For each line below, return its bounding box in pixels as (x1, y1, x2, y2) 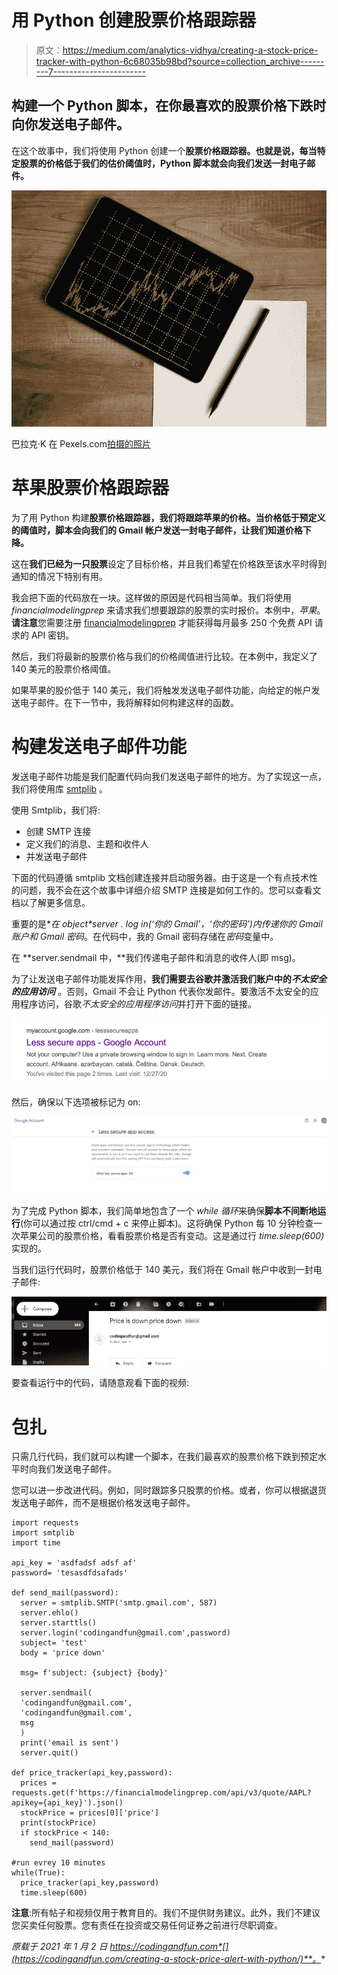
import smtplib (11, 1528, 75, 1538)
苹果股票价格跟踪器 (11, 477, 170, 500)
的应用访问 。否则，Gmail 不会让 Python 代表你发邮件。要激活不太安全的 (11, 985, 311, 997)
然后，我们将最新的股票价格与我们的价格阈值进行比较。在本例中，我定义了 (11, 651, 318, 663)
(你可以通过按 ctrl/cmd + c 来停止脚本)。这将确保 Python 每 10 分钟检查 (20, 1217, 314, 1230)
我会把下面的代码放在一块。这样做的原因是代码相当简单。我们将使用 (11, 592, 292, 604)
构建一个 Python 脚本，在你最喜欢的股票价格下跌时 (11, 97, 327, 115)
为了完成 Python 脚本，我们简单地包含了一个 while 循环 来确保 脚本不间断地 (11, 1205, 318, 1217)
